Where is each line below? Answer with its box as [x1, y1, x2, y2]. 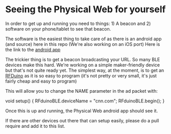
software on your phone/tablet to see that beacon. [5, 25, 111, 32]
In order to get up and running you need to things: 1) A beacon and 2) [5, 20, 151, 26]
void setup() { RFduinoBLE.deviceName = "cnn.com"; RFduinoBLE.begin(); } [5, 98, 165, 104]
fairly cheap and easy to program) [5, 78, 77, 84]
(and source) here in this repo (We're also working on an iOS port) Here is [5, 41, 160, 47]
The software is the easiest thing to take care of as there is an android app [5, 36, 162, 42]
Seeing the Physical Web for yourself [5, 4, 166, 15]
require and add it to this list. [5, 123, 65, 129]
